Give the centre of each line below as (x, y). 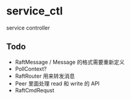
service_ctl (35, 11)
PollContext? (31, 69)
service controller (28, 28)
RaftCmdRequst (34, 90)
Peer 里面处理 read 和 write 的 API (57, 83)
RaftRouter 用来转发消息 (45, 76)
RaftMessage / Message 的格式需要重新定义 (70, 62)
